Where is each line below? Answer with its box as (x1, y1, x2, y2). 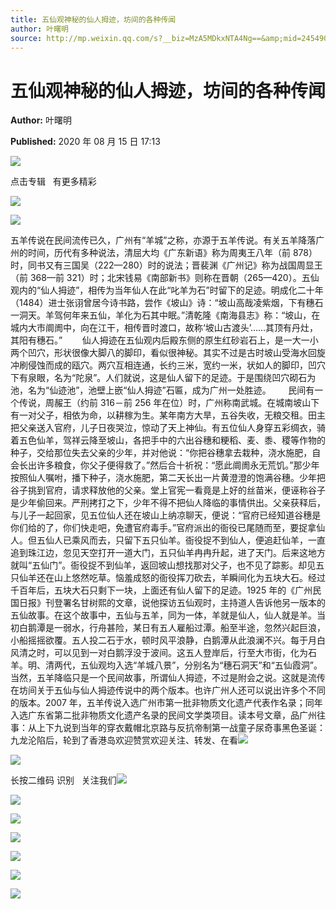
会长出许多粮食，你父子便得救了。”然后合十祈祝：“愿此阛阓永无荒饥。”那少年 (10, 459, 320, 471)
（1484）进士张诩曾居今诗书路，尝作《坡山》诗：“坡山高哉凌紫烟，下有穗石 (10, 297, 324, 309)
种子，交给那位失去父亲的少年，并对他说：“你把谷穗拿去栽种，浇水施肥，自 (10, 447, 322, 459)
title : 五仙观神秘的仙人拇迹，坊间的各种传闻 (10, 14, 177, 25)
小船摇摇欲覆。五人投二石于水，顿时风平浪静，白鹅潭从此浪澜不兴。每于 (10, 634, 308, 646)
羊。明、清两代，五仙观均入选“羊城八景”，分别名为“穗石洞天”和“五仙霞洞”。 (10, 659, 323, 671)
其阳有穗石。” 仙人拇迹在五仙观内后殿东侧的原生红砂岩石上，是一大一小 (10, 334, 319, 346)
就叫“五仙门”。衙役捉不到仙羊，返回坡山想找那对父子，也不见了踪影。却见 (10, 559, 317, 571)
